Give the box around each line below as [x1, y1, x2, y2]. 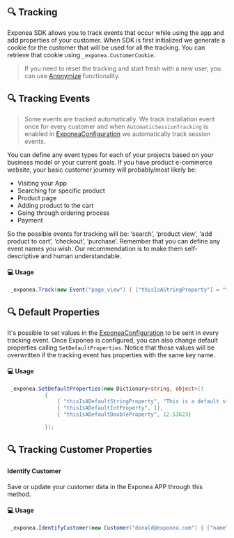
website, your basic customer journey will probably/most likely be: [7, 165, 197, 174]
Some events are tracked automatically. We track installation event [24, 114, 215, 123]
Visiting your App [17, 179, 68, 187]
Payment [17, 216, 43, 224]
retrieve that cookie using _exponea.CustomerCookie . [7, 50, 155, 59]
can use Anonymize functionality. [24, 71, 120, 80]
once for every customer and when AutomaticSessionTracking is [24, 122, 209, 130]
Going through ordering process [17, 209, 110, 217]
